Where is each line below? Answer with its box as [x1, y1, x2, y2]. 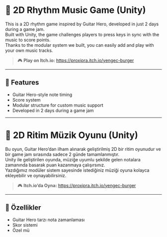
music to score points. [5, 37, 51, 43]
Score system [12, 97, 41, 103]
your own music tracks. [5, 47, 53, 53]
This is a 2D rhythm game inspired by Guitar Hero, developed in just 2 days [5, 21, 159, 27]
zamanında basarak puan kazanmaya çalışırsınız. [5, 162, 105, 168]
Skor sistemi [12, 222, 38, 228]
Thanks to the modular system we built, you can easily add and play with [5, 42, 154, 48]
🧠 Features [5, 78, 39, 87]
